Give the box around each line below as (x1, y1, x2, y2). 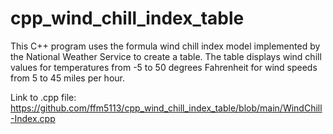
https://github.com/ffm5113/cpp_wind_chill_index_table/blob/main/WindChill (10, 102, 323, 114)
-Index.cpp (10, 112, 56, 124)
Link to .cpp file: (10, 91, 77, 103)
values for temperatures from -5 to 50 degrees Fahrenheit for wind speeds (10, 61, 318, 73)
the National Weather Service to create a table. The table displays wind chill (10, 50, 322, 62)
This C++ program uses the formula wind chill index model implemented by (10, 40, 321, 52)
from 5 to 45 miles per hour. (10, 72, 125, 84)
